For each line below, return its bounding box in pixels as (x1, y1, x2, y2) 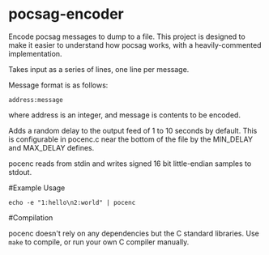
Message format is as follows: (8, 80, 109, 90)
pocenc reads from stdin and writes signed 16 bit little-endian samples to (8, 159, 252, 168)
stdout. (8, 167, 32, 176)
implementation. (8, 49, 62, 58)
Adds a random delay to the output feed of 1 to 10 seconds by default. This (8, 125, 258, 135)
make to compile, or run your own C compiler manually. (8, 236, 190, 247)
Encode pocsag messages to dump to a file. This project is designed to (8, 32, 246, 41)
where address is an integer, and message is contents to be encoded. (8, 110, 241, 120)
